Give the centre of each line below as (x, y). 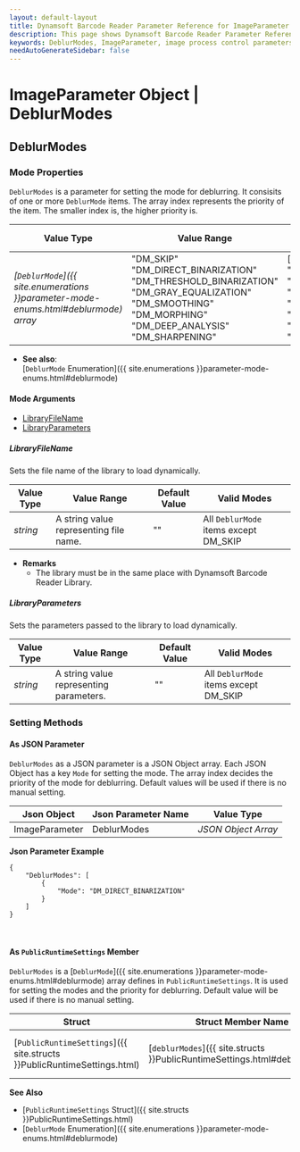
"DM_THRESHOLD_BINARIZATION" (204, 281)
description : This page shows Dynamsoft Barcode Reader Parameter (135, 34)
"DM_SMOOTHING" (172, 303)
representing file (90, 530)
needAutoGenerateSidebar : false (69, 51)
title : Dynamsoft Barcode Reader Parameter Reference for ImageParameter (150, 26)
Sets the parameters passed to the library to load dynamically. (124, 625)
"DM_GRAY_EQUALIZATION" (191, 292)
